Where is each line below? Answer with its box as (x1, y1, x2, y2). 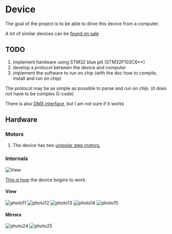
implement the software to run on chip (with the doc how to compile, (12, 70, 158, 76)
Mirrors (5, 211, 22, 218)
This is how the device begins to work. (5, 177, 87, 183)
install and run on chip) (12, 75, 61, 81)
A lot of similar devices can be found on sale (5, 30, 99, 36)
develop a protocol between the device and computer (12, 64, 126, 70)
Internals (5, 155, 28, 162)
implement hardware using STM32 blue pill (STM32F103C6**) (12, 59, 145, 65)
